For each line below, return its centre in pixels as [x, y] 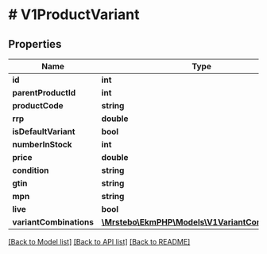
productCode [38, 106]
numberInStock [43, 145]
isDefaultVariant [44, 131]
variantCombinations [53, 222]
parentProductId [44, 93]
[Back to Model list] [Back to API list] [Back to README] [99, 242]
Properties [35, 44]
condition [31, 170]
